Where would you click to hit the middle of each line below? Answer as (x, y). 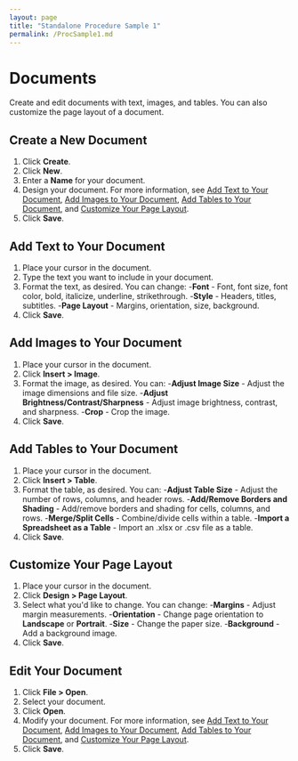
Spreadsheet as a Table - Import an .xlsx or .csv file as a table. (137, 527)
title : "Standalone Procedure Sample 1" (85, 26)
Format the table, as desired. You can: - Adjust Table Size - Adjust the (150, 490)
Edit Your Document (66, 671)
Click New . (42, 171)
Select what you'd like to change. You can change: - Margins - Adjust (149, 605)
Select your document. (64, 702)
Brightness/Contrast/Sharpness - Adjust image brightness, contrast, (150, 402)
